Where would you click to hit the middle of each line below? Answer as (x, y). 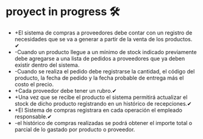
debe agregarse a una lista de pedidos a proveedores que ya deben (100, 58)
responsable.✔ (33, 117)
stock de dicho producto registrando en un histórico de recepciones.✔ (103, 103)
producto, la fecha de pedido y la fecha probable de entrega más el (99, 78)
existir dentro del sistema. (47, 65)
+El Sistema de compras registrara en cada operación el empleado (98, 110)
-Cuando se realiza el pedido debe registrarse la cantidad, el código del (105, 71)
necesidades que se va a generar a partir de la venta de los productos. (103, 39)
